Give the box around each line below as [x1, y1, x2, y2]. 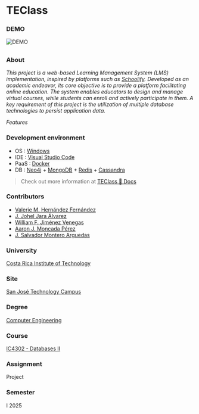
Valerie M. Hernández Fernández [14, 206, 97, 213]
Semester [6, 388, 35, 397]
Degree [6, 303, 28, 312]
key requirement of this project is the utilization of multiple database [6, 101, 174, 108]
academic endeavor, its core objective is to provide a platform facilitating [6, 82, 186, 89]
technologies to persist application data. [6, 107, 106, 114]
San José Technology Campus [6, 288, 82, 295]
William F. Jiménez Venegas [14, 219, 85, 226]
